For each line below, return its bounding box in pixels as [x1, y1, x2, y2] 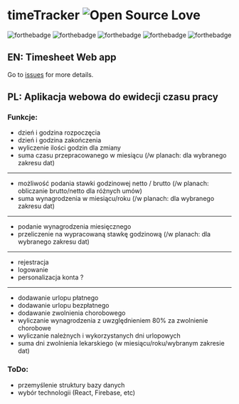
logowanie [17, 266, 48, 274]
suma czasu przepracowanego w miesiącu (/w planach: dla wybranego [17, 151, 227, 160]
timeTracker [7, 7, 80, 24]
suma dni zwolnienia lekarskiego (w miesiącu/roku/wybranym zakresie [17, 339, 225, 348]
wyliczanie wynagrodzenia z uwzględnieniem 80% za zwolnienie [17, 316, 208, 325]
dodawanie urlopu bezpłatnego [17, 301, 110, 310]
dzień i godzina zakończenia [17, 136, 102, 145]
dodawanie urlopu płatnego [17, 294, 99, 302]
